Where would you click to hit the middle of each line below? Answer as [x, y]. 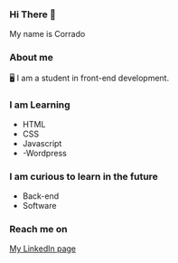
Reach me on [38, 230]
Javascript [42, 143]
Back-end [41, 196]
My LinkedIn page [43, 249]
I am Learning [40, 105]
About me [32, 58]
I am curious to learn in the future [84, 176]
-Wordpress [45, 153]
